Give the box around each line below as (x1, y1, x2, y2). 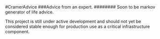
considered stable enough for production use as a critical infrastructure (5, 24, 150, 29)
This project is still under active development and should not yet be (5, 19, 141, 24)
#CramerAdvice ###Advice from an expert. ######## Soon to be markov (5, 4, 156, 10)
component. (5, 29, 30, 34)
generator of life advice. (5, 9, 54, 15)
